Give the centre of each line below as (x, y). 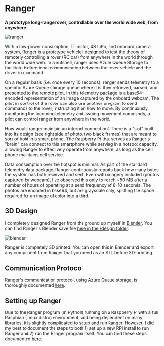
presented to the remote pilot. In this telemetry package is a (66, 93)
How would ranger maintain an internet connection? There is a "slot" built (79, 128)
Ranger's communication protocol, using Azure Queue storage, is (71, 280)
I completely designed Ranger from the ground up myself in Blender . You (79, 223)
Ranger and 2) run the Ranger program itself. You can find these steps (76, 334)
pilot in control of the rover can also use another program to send (71, 103)
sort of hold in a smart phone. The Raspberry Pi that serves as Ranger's (78, 139)
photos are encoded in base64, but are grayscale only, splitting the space (80, 190)
